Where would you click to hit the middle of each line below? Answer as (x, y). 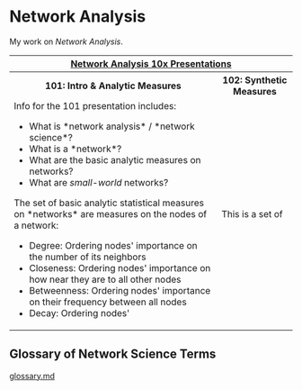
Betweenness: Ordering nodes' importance (120, 290)
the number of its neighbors (88, 257)
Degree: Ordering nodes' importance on (113, 245)
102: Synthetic (255, 80)
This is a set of (252, 213)
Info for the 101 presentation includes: (95, 105)
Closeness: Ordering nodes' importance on (120, 268)
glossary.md (32, 376)
